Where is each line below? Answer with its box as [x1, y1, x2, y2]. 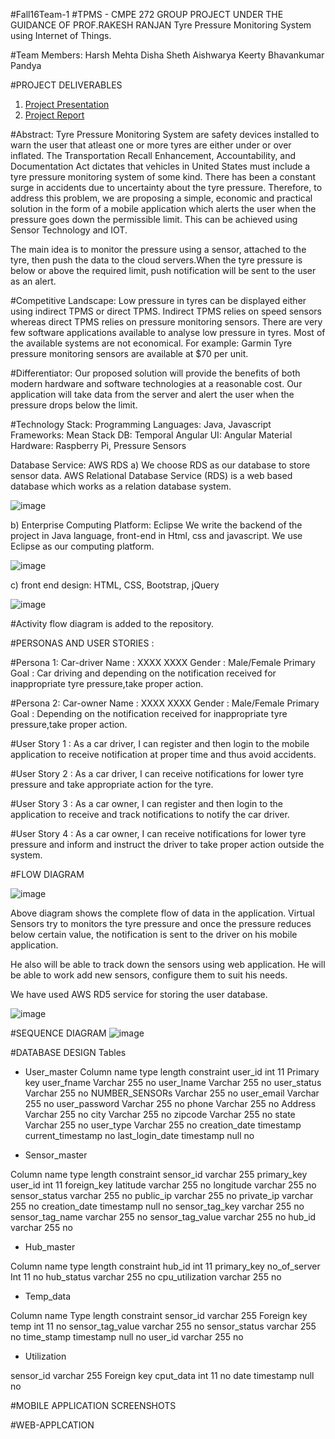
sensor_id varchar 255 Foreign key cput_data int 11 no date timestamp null [10, 1370, 315, 1381]
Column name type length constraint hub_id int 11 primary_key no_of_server [10, 1260, 321, 1272]
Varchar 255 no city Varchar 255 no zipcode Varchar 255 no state [24, 1109, 296, 1120]
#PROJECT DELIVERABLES [10, 79, 123, 91]
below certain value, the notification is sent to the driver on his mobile [10, 929, 298, 940]
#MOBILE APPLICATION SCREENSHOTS [10, 1400, 177, 1411]
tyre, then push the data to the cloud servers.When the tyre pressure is [10, 254, 303, 266]
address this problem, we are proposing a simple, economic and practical [10, 192, 313, 204]
